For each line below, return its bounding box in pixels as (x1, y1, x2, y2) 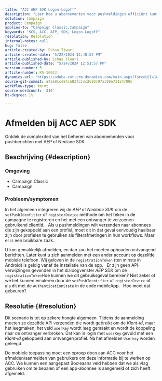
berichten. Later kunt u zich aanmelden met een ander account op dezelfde (5, 252, 155, 258)
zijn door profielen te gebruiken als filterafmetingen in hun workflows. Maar (5, 232, 155, 238)
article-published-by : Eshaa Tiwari (5, 57, 79, 61)
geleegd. (5, 340, 23, 346)
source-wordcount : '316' (5, 88, 55, 93)
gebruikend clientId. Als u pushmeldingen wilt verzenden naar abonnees (5, 222, 151, 228)
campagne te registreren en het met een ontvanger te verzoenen (5, 217, 134, 223)
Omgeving (5, 168, 30, 174)
